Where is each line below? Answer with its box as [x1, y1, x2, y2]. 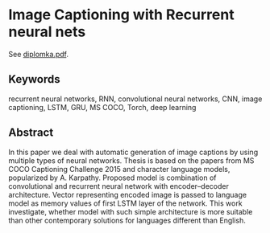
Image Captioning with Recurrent [8, 6, 235, 24]
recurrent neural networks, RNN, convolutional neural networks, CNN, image [8, 94, 263, 104]
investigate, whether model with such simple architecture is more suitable [8, 206, 253, 216]
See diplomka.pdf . [8, 49, 69, 59]
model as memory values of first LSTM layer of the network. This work [8, 198, 243, 208]
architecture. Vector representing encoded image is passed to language [8, 190, 247, 199]
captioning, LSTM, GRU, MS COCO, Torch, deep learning [8, 102, 197, 112]
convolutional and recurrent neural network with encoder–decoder [8, 181, 230, 190]
